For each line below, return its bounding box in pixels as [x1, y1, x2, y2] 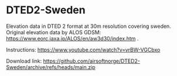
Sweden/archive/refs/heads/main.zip [6, 63, 96, 70]
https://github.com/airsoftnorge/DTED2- [43, 57, 141, 64]
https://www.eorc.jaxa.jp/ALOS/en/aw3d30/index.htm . [6, 35, 139, 42]
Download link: [6, 57, 42, 64]
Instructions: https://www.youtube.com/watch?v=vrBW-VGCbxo [6, 46, 161, 53]
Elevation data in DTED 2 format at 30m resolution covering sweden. [6, 23, 171, 30]
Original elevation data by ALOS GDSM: [6, 28, 101, 35]
